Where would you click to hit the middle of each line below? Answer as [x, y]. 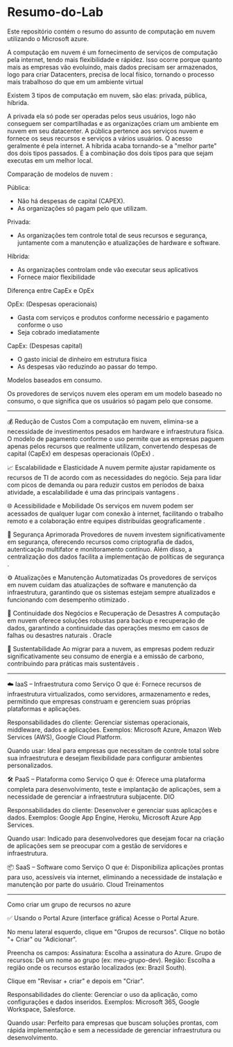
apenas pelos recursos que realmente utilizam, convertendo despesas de [112, 446]
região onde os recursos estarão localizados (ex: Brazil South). [97, 967]
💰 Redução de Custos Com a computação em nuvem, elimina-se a [103, 421]
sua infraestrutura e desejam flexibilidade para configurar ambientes [105, 758]
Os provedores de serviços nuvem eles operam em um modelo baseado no [115, 393]
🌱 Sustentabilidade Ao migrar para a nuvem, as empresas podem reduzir [111, 648]
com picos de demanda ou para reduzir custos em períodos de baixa [106, 485]
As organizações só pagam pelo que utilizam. [82, 208]
